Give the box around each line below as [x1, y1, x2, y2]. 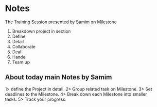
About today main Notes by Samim [5, 73, 112, 81]
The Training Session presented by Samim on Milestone [5, 19, 117, 25]
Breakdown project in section [12, 28, 71, 34]
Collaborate [12, 44, 35, 49]
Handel [12, 54, 27, 60]
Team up [12, 59, 30, 65]
